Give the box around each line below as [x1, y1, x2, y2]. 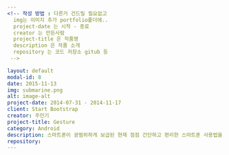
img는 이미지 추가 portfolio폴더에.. [13, 17, 109, 23]
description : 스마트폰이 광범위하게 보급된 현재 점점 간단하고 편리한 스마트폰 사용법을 [7, 132, 223, 138]
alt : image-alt [7, 93, 51, 100]
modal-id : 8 [7, 74, 41, 81]
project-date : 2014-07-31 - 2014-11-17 [7, 99, 122, 107]
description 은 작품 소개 [13, 42, 80, 49]
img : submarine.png [7, 87, 63, 94]
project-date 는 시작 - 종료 [13, 23, 89, 30]
